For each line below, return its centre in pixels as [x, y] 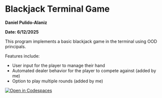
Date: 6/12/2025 [22, 32]
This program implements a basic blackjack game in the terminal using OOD [81, 41]
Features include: [22, 56]
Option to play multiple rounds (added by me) [58, 81]
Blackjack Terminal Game [57, 9]
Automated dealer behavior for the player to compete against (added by [84, 70]
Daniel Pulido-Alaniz [26, 22]
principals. [16, 46]
